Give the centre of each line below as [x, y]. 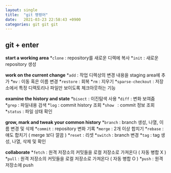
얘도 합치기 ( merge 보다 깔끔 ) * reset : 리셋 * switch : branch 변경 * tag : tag [82, 135]
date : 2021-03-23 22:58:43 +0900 [43, 19]
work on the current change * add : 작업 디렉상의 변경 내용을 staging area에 [83, 75]
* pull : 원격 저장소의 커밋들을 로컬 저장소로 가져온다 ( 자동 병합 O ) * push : [80, 159]
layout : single [21, 10]
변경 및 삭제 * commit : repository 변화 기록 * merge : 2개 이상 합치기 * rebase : [87, 129]
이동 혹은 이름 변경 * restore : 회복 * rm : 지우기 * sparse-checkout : [88, 82]
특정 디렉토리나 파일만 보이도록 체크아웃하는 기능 [67, 88]
